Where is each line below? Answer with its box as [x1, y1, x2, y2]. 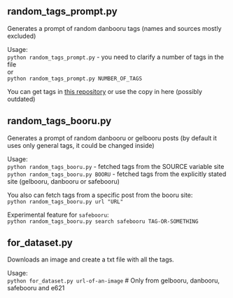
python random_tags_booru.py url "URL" [7, 198, 124, 205]
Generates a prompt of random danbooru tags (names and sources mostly [7, 24, 222, 32]
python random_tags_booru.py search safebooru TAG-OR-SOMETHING [7, 217, 199, 225]
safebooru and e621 [7, 284, 65, 292]
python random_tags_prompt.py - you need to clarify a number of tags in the [7, 53, 224, 61]
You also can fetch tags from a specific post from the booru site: [7, 191, 193, 199]
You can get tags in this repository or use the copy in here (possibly [7, 87, 203, 95]
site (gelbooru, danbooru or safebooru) [7, 177, 120, 185]
